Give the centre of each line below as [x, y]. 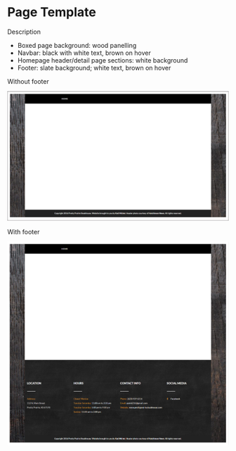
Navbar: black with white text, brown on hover [84, 53]
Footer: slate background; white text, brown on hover [94, 68]
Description [24, 32]
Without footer [28, 81]
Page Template [52, 12]
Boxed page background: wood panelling [77, 45]
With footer [24, 231]
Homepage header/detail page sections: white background [103, 60]
